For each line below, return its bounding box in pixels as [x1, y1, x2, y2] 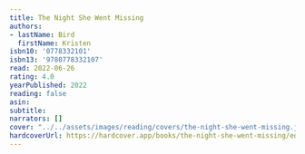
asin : [9, 97, 30, 107]
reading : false [9, 89, 67, 98]
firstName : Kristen [17, 38, 92, 48]
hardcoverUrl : [9, 131, 64, 140]
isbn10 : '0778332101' [9, 47, 92, 56]
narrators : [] [9, 114, 64, 123]
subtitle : [9, 106, 47, 115]
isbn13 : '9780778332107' [9, 55, 103, 64]
